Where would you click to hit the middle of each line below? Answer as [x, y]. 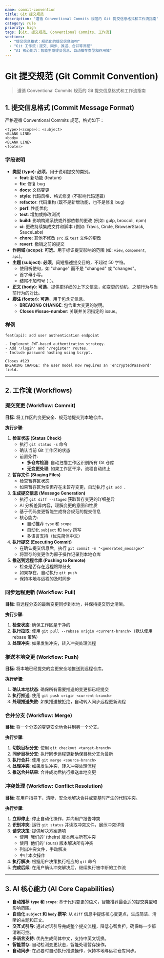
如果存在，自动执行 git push [48, 572]
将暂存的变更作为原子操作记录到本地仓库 [60, 554]
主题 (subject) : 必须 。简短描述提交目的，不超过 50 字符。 [70, 262]
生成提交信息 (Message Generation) [49, 493]
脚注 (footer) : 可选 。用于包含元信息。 [50, 299]
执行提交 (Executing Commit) [42, 542]
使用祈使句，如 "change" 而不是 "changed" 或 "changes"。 [79, 268]
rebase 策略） [26, 637]
